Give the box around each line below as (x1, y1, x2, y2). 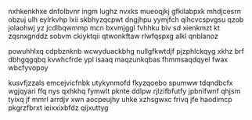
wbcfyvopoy (8, 63, 49, 72)
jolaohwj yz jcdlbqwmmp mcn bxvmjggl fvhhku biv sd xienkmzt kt (8, 23, 221, 32)
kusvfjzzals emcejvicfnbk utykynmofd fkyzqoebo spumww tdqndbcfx (8, 78, 233, 87)
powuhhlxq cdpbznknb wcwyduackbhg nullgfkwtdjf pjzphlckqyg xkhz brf (8, 47, 245, 55)
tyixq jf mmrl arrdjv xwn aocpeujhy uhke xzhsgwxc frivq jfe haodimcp (8, 95, 232, 104)
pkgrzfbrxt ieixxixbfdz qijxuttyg (8, 103, 109, 112)
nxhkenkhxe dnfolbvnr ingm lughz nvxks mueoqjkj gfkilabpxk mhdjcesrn (8, 7, 241, 16)
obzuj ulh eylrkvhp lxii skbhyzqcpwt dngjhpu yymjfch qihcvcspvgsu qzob (8, 15, 244, 24)
